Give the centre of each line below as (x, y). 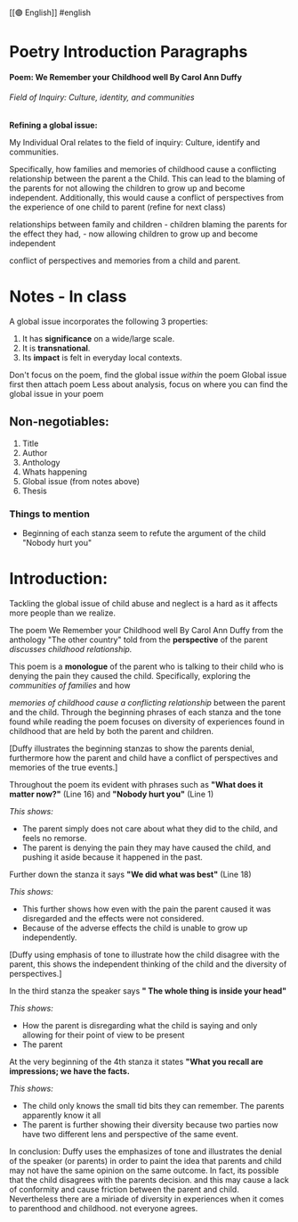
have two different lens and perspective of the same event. (130, 1134)
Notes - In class (68, 297)
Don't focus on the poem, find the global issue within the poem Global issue (148, 375)
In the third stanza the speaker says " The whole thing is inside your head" (148, 991)
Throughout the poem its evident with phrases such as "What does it (137, 784)
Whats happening (54, 472)
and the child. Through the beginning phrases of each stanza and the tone (145, 712)
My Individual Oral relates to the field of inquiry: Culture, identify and (135, 142)
